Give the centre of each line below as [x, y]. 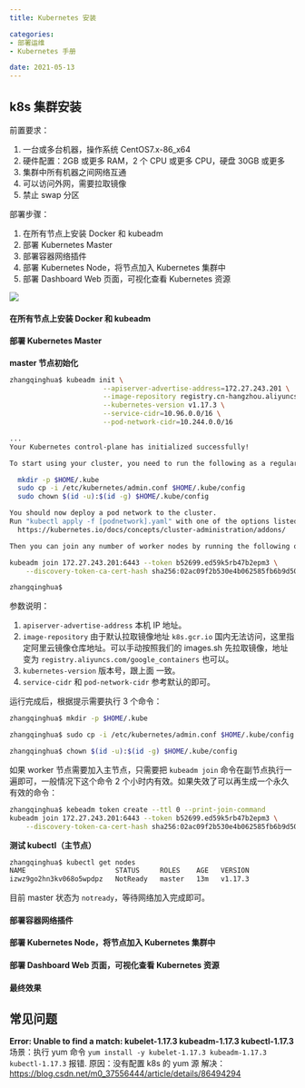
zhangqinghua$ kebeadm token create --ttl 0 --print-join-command [138, 809]
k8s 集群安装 [45, 107]
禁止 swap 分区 [51, 194]
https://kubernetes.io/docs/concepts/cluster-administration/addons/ [152, 529]
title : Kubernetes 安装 [53, 18]
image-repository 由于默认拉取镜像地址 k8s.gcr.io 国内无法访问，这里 [154, 637]
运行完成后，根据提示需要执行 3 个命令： [86, 701]
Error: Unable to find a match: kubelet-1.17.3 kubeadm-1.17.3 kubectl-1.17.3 [152, 1042]
